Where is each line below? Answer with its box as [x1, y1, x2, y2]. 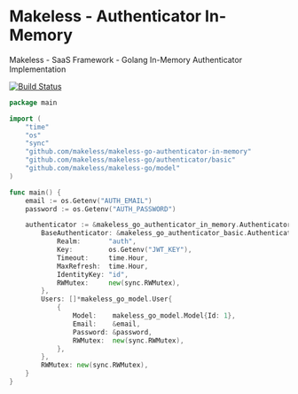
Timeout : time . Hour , [56, 253, 149, 263]
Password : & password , [72, 327, 153, 336]
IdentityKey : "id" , [56, 270, 129, 279]
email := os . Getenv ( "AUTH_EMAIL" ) [25, 196, 153, 205]
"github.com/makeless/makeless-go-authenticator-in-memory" [25, 147, 252, 156]
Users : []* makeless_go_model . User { [41, 295, 173, 303]
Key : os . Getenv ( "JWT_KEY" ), [56, 246, 192, 255]
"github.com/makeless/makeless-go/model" [25, 164, 180, 173]
